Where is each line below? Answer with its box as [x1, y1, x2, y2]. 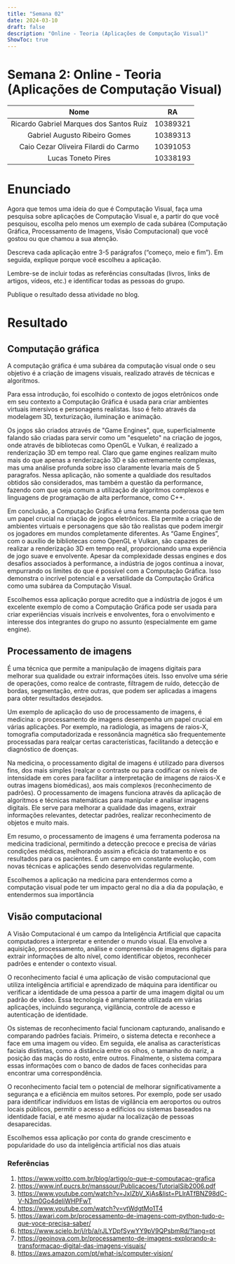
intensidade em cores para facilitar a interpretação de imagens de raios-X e [7, 773, 226, 782]
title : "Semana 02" [7, 10, 65, 18]
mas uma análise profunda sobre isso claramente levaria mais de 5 [7, 463, 201, 472]
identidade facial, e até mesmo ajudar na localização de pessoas [7, 1112, 194, 1121]
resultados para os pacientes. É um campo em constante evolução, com [7, 854, 216, 863]
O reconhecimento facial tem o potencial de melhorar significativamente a [7, 1082, 221, 1090]
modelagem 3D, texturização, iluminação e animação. [7, 413, 163, 420]
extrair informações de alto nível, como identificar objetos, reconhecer [7, 952, 211, 960]
